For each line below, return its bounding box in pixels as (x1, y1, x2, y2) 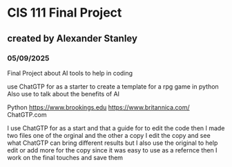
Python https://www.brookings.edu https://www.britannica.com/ (7, 103, 190, 112)
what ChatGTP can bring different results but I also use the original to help (7, 139, 218, 147)
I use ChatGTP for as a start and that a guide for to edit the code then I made (7, 123, 225, 132)
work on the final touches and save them (7, 153, 123, 161)
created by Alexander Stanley (7, 33, 138, 44)
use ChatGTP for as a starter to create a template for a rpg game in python (7, 82, 219, 91)
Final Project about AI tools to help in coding (7, 69, 133, 77)
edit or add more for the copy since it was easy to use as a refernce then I (7, 146, 217, 154)
